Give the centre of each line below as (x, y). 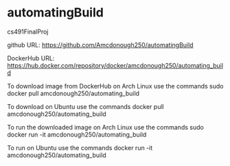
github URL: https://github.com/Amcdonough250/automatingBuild (100, 45)
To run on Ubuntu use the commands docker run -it (80, 147)
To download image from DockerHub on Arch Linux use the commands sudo (115, 86)
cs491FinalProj (28, 32)
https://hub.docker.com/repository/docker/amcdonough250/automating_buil (115, 65)
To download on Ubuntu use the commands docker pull (85, 106)
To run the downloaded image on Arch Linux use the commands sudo (105, 127)
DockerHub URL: (31, 58)
